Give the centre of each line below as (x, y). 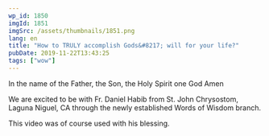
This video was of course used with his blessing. (89, 123)
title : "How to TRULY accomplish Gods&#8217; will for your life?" (124, 46)
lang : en (23, 38)
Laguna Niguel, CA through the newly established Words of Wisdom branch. (135, 107)
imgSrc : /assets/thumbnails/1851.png (72, 31)
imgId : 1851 (28, 23)
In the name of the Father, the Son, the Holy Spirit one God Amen (116, 83)
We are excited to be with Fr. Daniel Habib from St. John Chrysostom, (124, 99)
